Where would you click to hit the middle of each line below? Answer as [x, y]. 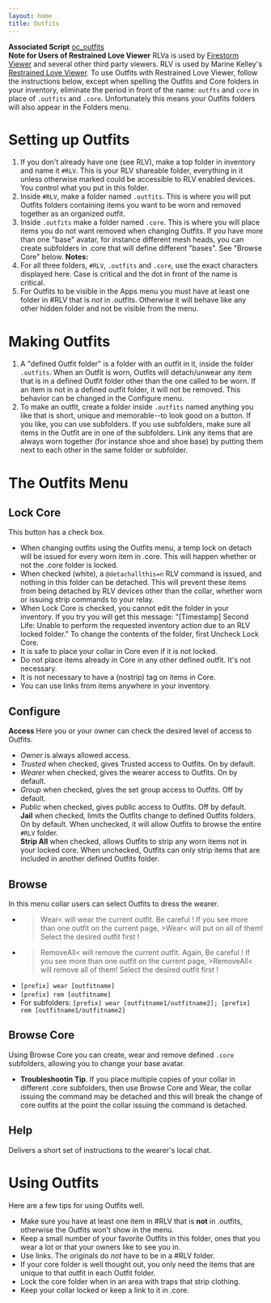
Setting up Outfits [69, 140]
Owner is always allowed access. [75, 755]
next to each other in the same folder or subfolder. [104, 450]
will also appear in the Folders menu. [70, 107]
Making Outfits [59, 341]
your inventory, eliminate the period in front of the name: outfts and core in [133, 89]
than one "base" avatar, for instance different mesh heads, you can [132, 239]
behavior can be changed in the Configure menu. [102, 398]
